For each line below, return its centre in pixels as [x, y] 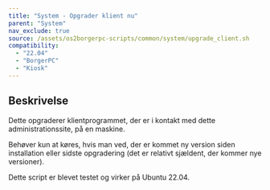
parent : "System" [37, 23]
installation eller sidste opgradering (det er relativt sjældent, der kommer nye [135, 153]
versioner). [27, 161]
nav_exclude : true [39, 31]
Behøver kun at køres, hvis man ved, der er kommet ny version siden [122, 144]
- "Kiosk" [32, 68]
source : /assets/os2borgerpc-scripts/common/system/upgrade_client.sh [129, 38]
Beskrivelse [39, 101]
